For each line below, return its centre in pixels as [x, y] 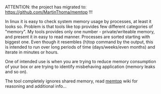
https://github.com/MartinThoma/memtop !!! [49, 12]
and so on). [16, 72]
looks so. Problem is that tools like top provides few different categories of [79, 27]
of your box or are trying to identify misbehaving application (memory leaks [80, 67]
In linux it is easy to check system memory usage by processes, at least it [78, 21]
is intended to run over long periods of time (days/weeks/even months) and [80, 47]
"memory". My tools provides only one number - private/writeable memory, [80, 32]
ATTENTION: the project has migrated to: [46, 7]
